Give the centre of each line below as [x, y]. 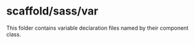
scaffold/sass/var [52, 11]
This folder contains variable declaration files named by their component [97, 28]
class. [14, 34]
